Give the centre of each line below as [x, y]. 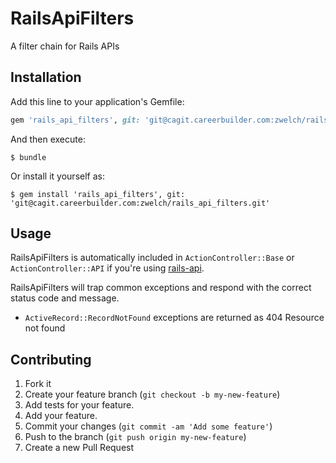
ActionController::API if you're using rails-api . [107, 268]
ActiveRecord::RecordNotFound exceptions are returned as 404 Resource [174, 318]
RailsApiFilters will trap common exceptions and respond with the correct [161, 288]
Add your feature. [61, 416]
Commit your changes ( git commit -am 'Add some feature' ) [148, 426]
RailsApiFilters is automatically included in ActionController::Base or [152, 258]
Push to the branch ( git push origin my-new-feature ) [135, 437]
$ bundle [28, 157]
